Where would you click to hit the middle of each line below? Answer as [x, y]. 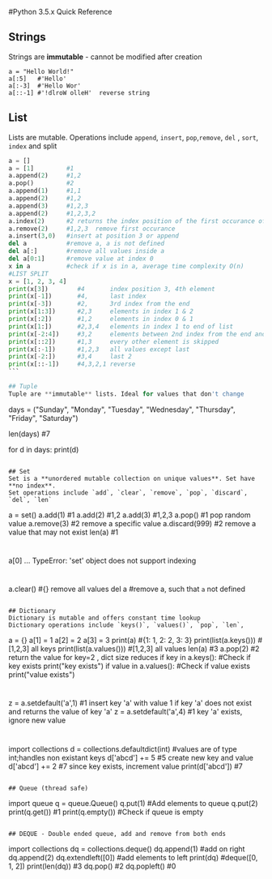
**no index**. [32, 486]
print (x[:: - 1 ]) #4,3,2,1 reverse [72, 364]
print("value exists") [42, 675]
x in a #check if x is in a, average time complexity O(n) [126, 266]
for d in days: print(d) [44, 449]
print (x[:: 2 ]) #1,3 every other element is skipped [114, 341]
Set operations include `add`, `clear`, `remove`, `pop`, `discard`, [128, 493]
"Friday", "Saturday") [43, 418]
